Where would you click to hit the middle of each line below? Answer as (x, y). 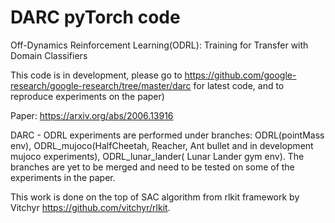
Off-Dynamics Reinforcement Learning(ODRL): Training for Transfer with (159, 45)
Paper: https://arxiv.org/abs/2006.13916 (92, 115)
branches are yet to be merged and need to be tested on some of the (152, 167)
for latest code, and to (239, 85)
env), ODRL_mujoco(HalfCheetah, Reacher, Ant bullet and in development (162, 145)
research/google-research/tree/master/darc (101, 85)
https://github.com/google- (240, 75)
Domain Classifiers (49, 55)
